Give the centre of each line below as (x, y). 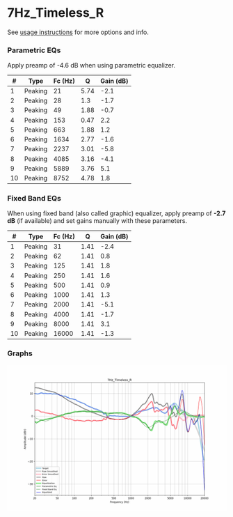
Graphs (20, 353)
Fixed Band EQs (34, 198)
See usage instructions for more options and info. (78, 32)
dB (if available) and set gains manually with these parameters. (97, 221)
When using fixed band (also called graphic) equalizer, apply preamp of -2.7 (116, 213)
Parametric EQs (34, 50)
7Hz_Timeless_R (56, 13)
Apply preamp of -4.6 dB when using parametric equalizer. (91, 65)
